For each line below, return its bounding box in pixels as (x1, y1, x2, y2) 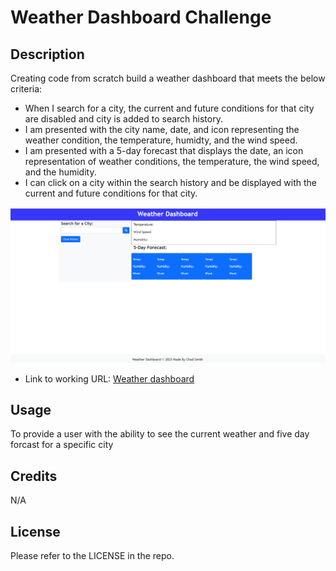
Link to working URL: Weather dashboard (24, 372, 195, 385)
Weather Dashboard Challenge (10, 6, 272, 29)
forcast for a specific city (10, 439, 114, 451)
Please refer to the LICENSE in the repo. (10, 549, 175, 561)
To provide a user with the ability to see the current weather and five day (10, 428, 310, 440)
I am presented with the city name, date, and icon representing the (24, 124, 300, 135)
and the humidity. (24, 166, 97, 178)
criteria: (10, 83, 43, 95)
